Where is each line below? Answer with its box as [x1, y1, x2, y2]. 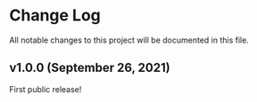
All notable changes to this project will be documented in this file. [9, 35, 250, 45]
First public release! [9, 83, 82, 94]
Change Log [9, 5, 101, 26]
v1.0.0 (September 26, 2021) [9, 60, 171, 75]
